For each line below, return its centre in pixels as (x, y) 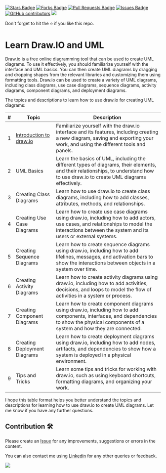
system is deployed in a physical (94, 355)
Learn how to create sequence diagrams (103, 244)
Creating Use (31, 217)
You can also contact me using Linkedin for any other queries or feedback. (81, 456)
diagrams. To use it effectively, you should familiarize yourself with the (77, 64)
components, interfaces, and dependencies (106, 316)
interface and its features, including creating (107, 132)
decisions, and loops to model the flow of (104, 289)
